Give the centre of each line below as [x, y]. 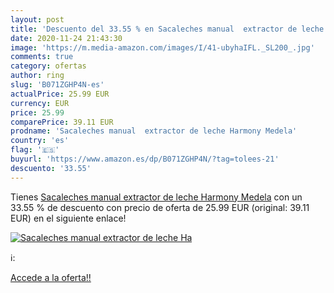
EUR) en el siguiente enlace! [68, 218]
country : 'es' [40, 141]
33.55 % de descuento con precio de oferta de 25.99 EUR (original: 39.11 [160, 207]
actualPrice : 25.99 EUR [60, 94]
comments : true [42, 57]
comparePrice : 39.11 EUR [62, 122]
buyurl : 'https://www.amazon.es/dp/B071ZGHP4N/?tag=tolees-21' [145, 159]
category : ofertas [48, 66]
